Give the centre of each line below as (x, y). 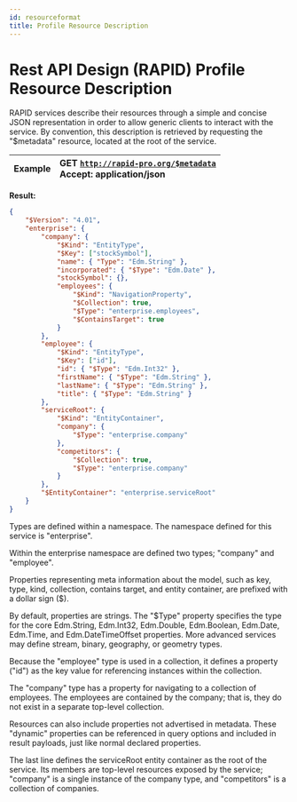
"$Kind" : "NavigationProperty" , (132, 295)
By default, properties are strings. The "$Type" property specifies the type (145, 615)
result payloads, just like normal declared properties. (105, 742)
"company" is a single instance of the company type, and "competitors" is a (148, 779)
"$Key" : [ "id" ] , (86, 361)
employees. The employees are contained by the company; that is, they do (145, 697)
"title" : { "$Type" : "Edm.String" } (124, 393)
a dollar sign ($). (39, 598)
